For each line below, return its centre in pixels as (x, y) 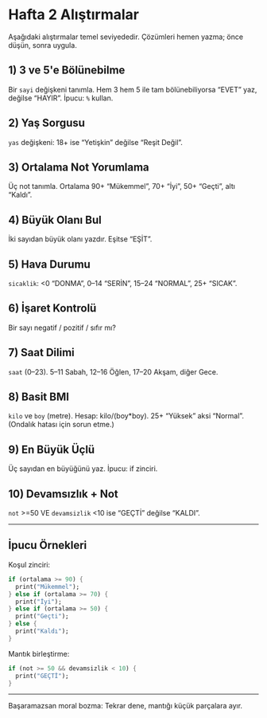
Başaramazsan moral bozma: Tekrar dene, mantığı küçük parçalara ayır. (126, 706)
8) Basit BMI (39, 397)
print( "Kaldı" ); (42, 631)
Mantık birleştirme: (39, 653)
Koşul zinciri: (29, 564)
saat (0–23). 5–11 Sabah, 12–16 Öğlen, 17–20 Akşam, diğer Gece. (113, 371)
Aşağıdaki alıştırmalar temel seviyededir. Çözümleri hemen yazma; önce (126, 37)
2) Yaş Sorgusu (47, 123)
